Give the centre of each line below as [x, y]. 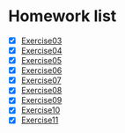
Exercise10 [40, 110]
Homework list [62, 16]
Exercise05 [41, 61]
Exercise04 [41, 51]
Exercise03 [41, 41]
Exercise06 [41, 70]
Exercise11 [40, 120]
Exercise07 [41, 80]
